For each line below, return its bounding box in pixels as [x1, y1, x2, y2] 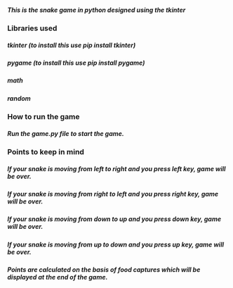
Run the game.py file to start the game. [7, 129, 125, 137]
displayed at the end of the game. [7, 273, 108, 282]
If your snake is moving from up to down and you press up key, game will [7, 240, 225, 249]
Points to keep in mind [7, 147, 84, 157]
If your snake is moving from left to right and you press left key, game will [7, 164, 226, 173]
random [7, 94, 32, 102]
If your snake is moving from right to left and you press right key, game [7, 190, 219, 198]
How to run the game [7, 112, 80, 122]
